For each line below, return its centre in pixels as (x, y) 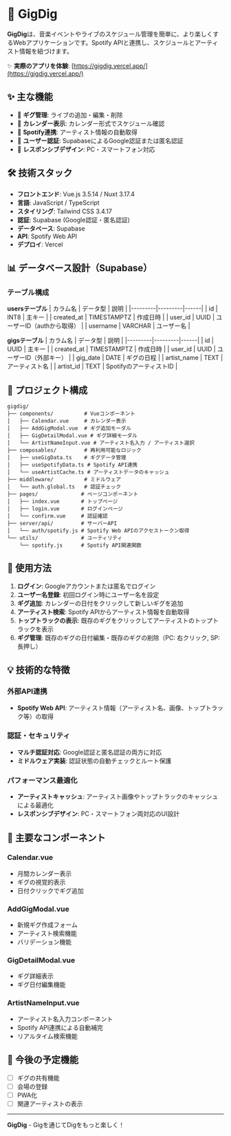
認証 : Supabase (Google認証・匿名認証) (74, 220)
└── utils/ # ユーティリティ (65, 538)
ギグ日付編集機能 (41, 985)
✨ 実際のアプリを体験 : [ (41, 65)
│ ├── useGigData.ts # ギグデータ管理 (67, 458)
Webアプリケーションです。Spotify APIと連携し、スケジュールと (104, 42)
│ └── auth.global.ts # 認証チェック (64, 487)
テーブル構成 (28, 292)
